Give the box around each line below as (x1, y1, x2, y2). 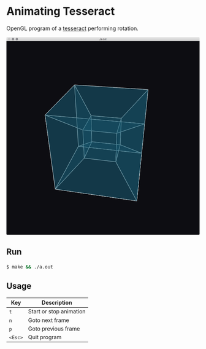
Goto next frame (28, 316, 69, 324)
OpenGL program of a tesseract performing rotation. (6, 25, 139, 32)
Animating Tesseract (6, 4, 115, 18)
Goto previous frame (28, 324, 80, 332)
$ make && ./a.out (6, 264, 53, 270)
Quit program (28, 334, 62, 341)
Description (42, 299, 72, 307)
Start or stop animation (28, 308, 86, 315)
